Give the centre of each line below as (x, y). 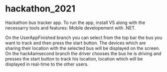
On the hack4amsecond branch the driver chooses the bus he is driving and (83, 53)
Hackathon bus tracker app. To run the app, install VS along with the (75, 22)
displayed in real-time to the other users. (47, 64)
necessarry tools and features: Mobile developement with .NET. (71, 27)
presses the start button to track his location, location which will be (74, 58)
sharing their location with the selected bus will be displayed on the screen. (83, 48)
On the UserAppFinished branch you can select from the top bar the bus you (84, 37)
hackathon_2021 (40, 9)
